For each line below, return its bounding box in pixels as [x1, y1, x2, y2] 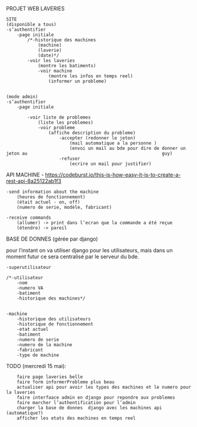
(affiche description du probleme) [48, 130, 136, 136]
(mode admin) [6, 94, 38, 100]
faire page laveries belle [17, 374, 83, 380]
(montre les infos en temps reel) [48, 73, 133, 79]
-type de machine [17, 352, 60, 358]
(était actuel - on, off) [17, 199, 81, 205]
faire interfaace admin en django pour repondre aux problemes [17, 395, 176, 400]
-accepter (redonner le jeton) [58, 135, 136, 141]
